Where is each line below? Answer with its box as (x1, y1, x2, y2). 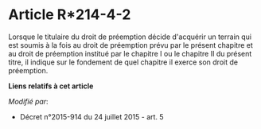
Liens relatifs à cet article (8, 81, 94, 91)
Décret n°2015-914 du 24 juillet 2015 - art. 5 (19, 111, 165, 121)
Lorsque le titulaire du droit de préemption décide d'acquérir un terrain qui (8, 32, 252, 41)
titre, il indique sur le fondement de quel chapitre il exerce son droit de (8, 57, 239, 67)
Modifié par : (8, 96, 49, 106)
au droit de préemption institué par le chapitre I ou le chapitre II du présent (8, 49, 252, 58)
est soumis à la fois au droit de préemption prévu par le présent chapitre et (8, 40, 253, 49)
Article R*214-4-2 (8, 6, 131, 24)
